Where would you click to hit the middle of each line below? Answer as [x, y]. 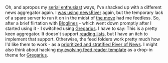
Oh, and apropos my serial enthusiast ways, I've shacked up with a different [83, 7]
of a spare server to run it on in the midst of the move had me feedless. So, [83, 18]
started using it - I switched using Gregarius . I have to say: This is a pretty [81, 28]
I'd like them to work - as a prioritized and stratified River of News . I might [81, 44]
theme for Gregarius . [27, 55]
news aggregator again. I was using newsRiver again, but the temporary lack [84, 12]
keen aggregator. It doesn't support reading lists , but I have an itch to [76, 34]
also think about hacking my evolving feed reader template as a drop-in [79, 50]
